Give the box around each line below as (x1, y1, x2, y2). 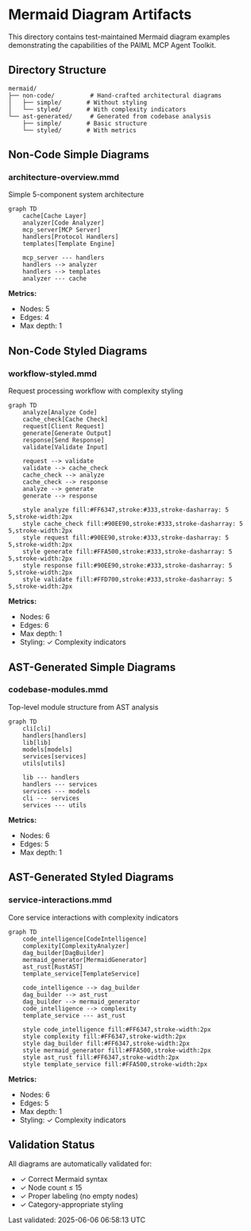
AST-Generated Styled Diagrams (8, 871, 174, 884)
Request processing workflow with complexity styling (8, 386, 183, 395)
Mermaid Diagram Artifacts (8, 6, 192, 24)
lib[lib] (22, 738, 52, 746)
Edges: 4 (19, 313, 49, 322)
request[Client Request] (22, 423, 105, 430)
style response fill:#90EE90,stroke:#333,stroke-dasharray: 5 (22, 562, 233, 570)
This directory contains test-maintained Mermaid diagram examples (8, 32, 230, 41)
